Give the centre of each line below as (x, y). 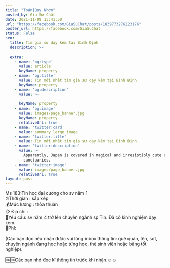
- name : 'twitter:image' (40, 165)
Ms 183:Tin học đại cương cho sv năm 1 (46, 193)
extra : (17, 57)
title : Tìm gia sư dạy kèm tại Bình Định (54, 43)
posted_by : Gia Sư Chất (30, 15)
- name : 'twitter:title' (40, 137)
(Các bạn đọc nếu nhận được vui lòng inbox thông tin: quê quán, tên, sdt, (81, 239)
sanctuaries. (37, 160)
